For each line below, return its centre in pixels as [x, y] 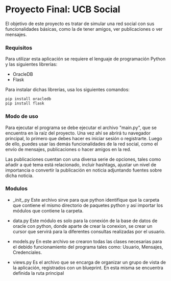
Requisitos [19, 48]
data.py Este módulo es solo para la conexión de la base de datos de [85, 221]
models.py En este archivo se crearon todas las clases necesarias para [87, 241]
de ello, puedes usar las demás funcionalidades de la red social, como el [82, 144]
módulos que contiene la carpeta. [48, 210]
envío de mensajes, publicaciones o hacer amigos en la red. [68, 149]
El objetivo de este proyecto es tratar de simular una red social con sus [80, 24]
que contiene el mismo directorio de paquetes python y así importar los [88, 205]
